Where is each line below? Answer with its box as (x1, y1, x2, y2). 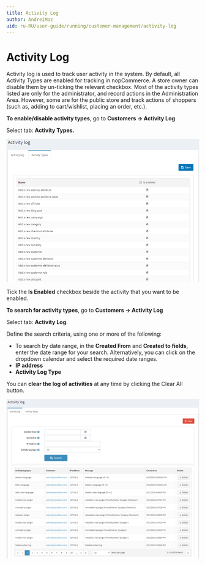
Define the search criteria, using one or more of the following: (6, 330, 162, 338)
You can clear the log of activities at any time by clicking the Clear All (6, 381, 183, 388)
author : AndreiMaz (6, 16, 53, 23)
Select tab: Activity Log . (6, 319, 69, 326)
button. (6, 387, 24, 394)
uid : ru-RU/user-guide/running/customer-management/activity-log (6, 23, 176, 29)
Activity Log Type (15, 368, 62, 376)
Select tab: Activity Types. (6, 126, 75, 134)
